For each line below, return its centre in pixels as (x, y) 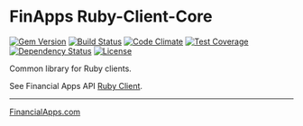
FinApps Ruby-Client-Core (111, 17)
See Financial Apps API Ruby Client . (76, 85)
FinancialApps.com (45, 112)
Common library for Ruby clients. (71, 68)
